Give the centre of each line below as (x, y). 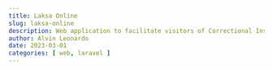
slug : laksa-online (41, 23)
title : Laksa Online (43, 16)
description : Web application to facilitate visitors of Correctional (130, 31)
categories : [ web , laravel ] (60, 53)
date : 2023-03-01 (38, 46)
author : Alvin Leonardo (49, 38)
